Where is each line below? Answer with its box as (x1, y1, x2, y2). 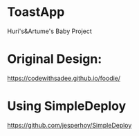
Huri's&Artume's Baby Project (7, 27, 92, 35)
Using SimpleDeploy (7, 98, 127, 114)
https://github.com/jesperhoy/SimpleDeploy (7, 121, 132, 129)
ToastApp (7, 4, 65, 20)
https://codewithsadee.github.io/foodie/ (7, 74, 121, 82)
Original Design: (7, 51, 102, 67)
